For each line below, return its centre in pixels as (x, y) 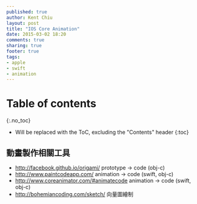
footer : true (23, 51)
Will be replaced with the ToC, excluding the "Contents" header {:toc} (102, 132)
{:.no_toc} (18, 120)
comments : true (25, 40)
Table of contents (52, 104)
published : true (27, 12)
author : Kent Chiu (29, 18)
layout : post (23, 23)
